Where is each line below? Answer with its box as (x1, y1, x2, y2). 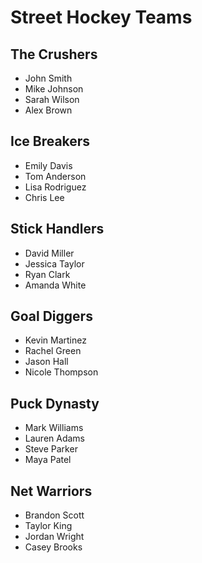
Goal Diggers (10, 308, 93, 325)
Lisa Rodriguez (24, 181, 87, 193)
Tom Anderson (24, 170, 87, 182)
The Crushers (10, 46, 98, 63)
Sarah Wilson (24, 94, 80, 105)
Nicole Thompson (24, 366, 99, 378)
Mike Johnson (24, 83, 84, 95)
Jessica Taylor (24, 257, 85, 270)
